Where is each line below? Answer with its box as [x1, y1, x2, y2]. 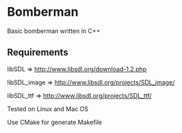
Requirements [7, 47, 68, 58]
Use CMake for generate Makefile [7, 118, 103, 126]
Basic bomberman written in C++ [7, 27, 101, 35]
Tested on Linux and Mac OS [7, 104, 89, 113]
